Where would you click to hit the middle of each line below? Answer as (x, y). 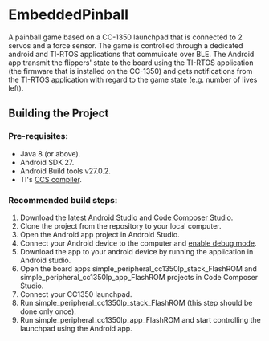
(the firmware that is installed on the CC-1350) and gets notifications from (130, 71)
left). (16, 88)
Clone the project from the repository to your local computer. (120, 225)
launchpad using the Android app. (76, 328)
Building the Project (59, 114)
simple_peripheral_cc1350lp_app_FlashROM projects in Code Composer (139, 277)
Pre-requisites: (38, 136)
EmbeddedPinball (69, 15)
